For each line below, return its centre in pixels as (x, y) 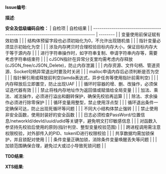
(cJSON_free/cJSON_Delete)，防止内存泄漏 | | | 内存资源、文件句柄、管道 (81, 65)
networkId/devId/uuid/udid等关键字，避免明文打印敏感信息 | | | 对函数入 (84, 121)
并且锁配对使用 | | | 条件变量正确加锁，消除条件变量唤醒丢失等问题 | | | (85, 139)
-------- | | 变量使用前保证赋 (127, 34)
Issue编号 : (16, 7)
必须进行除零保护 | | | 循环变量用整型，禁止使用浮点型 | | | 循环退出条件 (82, 102)
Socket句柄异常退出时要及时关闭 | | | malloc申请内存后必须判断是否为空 (86, 71)
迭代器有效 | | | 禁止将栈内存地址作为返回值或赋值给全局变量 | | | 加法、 (82, 90)
